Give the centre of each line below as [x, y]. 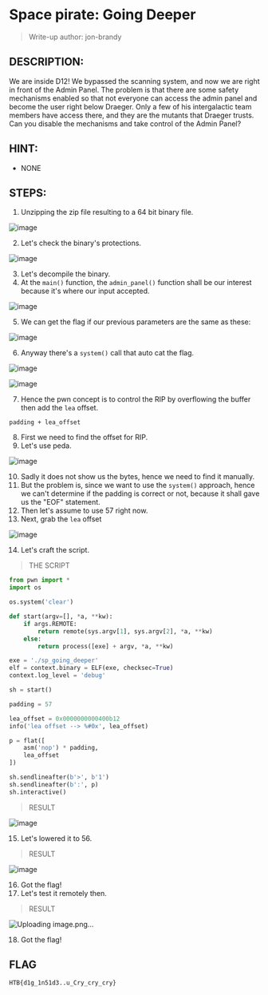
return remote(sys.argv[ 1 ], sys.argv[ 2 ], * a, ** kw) [126, 631]
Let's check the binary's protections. [81, 243]
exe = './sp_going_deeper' [54, 660]
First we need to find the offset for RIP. [84, 438]
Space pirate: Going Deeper [102, 15]
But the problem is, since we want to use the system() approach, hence [138, 486]
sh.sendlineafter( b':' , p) [54, 784]
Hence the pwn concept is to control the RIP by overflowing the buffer [136, 399]
